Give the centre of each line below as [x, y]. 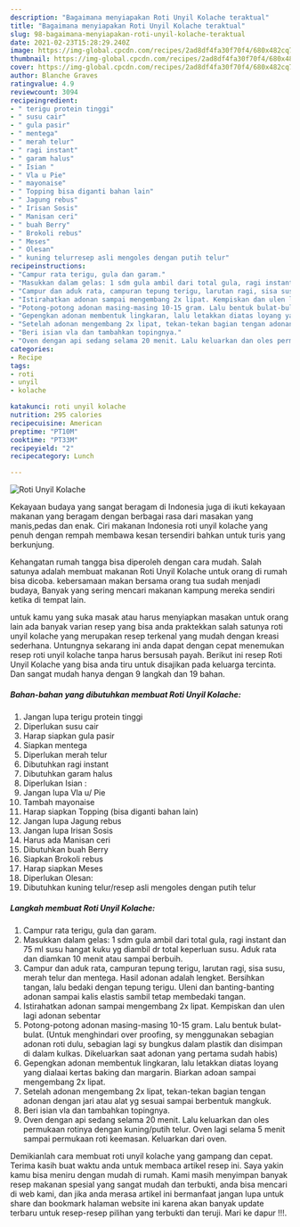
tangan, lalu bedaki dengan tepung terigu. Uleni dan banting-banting [149, 987]
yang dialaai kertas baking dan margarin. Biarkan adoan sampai [139, 1073]
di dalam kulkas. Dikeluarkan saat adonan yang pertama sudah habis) [150, 1054]
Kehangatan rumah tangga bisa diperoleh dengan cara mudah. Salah [136, 562]
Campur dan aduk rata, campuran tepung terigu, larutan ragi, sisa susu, [154, 968]
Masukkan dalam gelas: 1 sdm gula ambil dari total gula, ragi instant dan [154, 940]
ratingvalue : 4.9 [42, 84]
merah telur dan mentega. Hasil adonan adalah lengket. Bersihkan [144, 978]
